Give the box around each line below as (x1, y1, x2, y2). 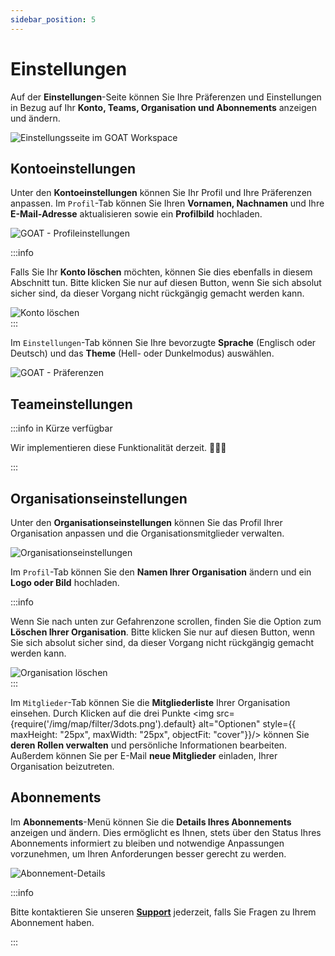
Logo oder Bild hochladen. (10, 577, 120, 588)
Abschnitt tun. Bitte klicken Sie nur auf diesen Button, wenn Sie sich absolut (10, 277, 322, 289)
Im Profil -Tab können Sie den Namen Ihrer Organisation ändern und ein (10, 566, 312, 578)
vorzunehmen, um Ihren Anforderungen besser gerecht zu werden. (10, 847, 287, 860)
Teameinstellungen (10, 396, 133, 413)
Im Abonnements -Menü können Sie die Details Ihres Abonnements (10, 816, 292, 828)
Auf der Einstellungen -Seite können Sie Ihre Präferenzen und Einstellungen (10, 91, 322, 103)
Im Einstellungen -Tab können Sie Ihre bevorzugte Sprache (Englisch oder (10, 337, 317, 349)
